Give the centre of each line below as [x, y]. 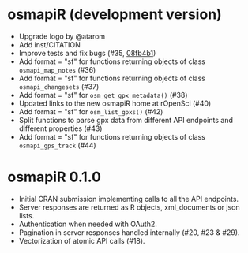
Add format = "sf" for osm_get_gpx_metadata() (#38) [103, 95]
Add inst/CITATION [49, 44]
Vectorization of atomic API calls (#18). [82, 240]
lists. [26, 215]
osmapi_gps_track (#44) [57, 145]
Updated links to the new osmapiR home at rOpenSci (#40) [115, 103]
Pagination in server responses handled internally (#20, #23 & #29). [129, 232]
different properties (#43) [60, 128]
